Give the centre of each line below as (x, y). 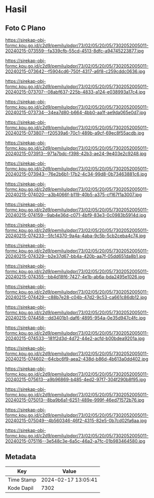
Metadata (21, 457)
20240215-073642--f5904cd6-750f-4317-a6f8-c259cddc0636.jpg (75, 71)
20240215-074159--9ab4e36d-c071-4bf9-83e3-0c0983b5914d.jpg (76, 215)
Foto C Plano (25, 28)
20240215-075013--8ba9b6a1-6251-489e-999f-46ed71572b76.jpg (75, 400)
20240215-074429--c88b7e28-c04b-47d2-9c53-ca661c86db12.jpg (76, 297)
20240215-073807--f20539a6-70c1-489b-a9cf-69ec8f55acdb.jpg (75, 133)
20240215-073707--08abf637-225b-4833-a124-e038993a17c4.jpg (75, 92)
